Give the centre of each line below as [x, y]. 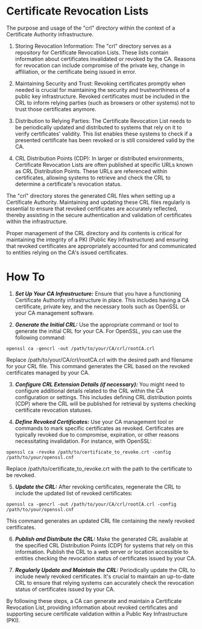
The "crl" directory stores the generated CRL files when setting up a [91, 195]
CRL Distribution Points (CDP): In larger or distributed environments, [99, 158]
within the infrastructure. [37, 221]
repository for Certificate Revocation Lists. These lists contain [92, 52]
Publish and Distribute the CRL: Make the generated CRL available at [101, 539]
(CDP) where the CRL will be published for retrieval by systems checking [105, 403]
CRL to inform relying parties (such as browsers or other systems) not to [105, 103]
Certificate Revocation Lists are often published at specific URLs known [104, 165]
